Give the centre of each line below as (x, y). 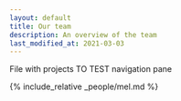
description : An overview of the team (83, 35)
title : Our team (40, 26)
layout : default (40, 18)
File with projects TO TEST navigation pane (90, 69)
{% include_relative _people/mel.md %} (84, 86)
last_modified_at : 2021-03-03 (67, 43)
